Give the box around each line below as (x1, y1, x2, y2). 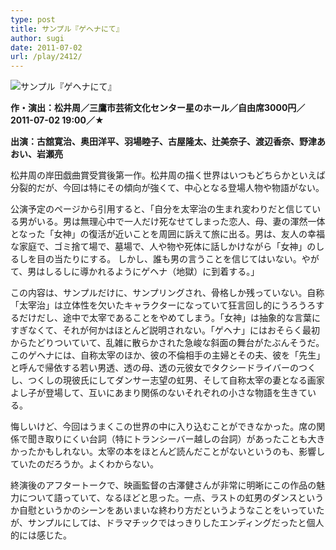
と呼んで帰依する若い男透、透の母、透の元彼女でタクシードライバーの (10, 362, 300, 374)
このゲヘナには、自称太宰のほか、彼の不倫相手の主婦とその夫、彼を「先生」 (10, 349, 326, 361)
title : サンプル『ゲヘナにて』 (10, 24, 124, 34)
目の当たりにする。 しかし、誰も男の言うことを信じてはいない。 (36, 253, 302, 265)
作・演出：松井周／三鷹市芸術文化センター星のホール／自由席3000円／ (10, 102, 306, 114)
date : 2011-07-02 (10, 42, 83, 53)
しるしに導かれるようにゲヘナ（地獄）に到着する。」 (44, 266, 260, 278)
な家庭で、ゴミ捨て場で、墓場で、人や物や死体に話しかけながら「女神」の (10, 241, 317, 253)
